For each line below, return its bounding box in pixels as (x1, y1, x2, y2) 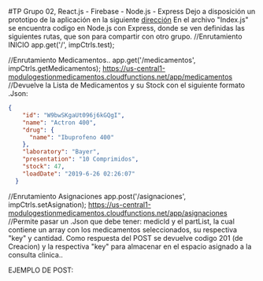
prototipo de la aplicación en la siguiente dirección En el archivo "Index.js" (8, 15, 250, 24)
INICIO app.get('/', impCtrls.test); (8, 40, 115, 50)
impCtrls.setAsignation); (8, 200, 87, 209)
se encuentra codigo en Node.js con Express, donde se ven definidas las (8, 24, 246, 32)
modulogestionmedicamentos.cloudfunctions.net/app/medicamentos (8, 72, 233, 81)
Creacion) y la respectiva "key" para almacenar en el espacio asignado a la (8, 242, 252, 251)
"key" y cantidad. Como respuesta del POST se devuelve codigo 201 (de (8, 233, 243, 242)
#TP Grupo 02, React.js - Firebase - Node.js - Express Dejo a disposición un (8, 7, 256, 16)
